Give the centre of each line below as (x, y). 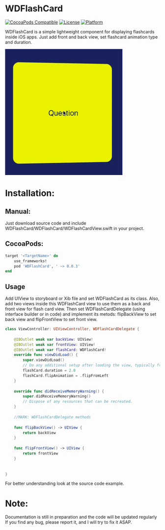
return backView (39, 433)
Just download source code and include (46, 223)
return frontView (40, 454)
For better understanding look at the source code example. (65, 484)
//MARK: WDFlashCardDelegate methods (53, 417)
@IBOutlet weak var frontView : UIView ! (55, 345)
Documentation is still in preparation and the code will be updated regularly (81, 517)
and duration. (19, 42)
